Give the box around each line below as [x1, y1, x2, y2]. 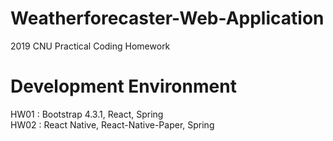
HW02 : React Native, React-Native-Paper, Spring [10, 118, 215, 131]
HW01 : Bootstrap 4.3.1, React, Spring [10, 108, 164, 120]
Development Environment [10, 75, 237, 98]
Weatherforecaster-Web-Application [10, 7, 325, 30]
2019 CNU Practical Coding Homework [10, 40, 171, 52]
